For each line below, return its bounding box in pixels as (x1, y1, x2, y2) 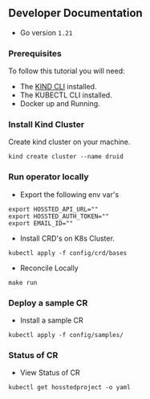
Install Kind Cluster (8, 119, 85, 130)
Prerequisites (8, 47, 62, 59)
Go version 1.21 (19, 27, 73, 37)
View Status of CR (19, 368, 80, 377)
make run (8, 278, 38, 286)
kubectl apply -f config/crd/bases (8, 249, 128, 257)
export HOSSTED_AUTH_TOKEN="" (8, 212, 110, 220)
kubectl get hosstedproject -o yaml (8, 384, 131, 392)
